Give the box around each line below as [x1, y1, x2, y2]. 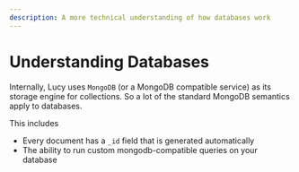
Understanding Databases [9, 51, 209, 72]
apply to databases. [9, 100, 83, 111]
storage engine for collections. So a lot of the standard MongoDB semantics [9, 90, 290, 101]
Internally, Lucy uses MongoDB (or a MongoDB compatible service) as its [9, 82, 272, 92]
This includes [9, 117, 59, 128]
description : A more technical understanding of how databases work [9, 13, 271, 22]
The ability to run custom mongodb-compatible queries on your [22, 144, 258, 155]
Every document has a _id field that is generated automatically [22, 135, 255, 146]
